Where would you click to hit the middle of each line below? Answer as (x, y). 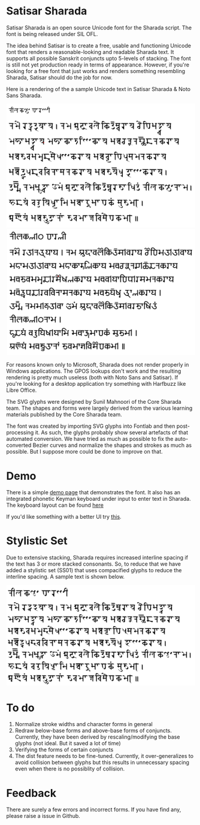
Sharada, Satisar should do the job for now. (59, 77)
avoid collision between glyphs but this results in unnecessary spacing (102, 763)
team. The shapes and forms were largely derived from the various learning (99, 408)
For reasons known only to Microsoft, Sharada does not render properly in (98, 365)
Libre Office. (22, 390)
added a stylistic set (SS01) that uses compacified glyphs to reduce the (94, 570)
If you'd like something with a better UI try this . (64, 517)
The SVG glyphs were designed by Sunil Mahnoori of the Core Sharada (94, 402)
